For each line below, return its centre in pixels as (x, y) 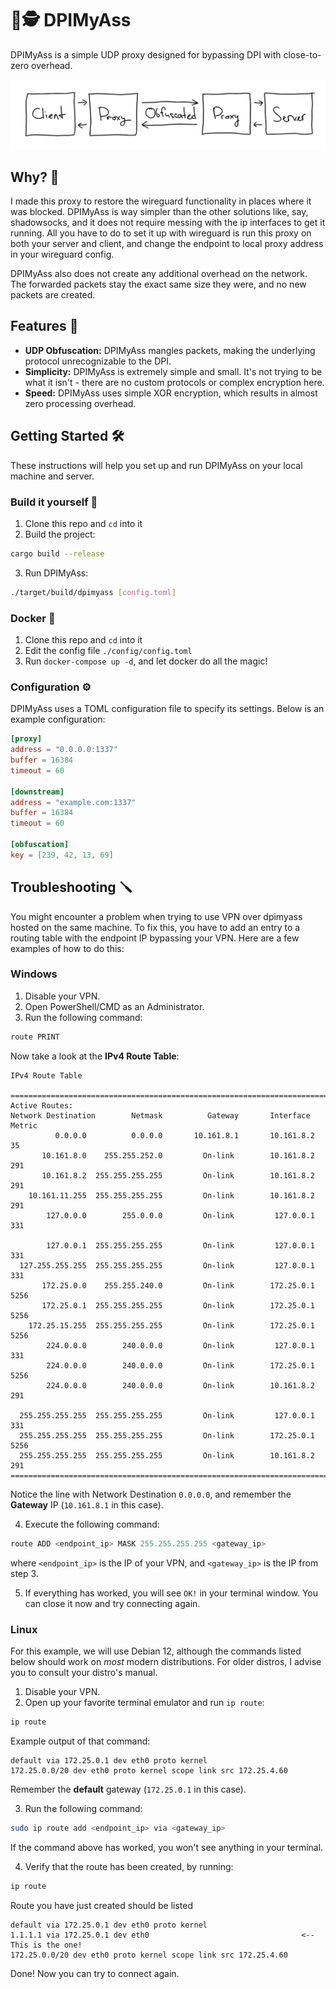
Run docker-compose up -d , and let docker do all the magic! (146, 661)
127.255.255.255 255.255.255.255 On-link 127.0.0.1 (167, 1265)
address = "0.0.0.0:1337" (64, 750)
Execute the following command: (92, 1524)
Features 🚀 (44, 326)
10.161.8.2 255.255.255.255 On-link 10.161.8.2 (178, 1175)
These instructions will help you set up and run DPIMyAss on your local (156, 465)
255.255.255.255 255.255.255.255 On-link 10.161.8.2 (167, 1455)
